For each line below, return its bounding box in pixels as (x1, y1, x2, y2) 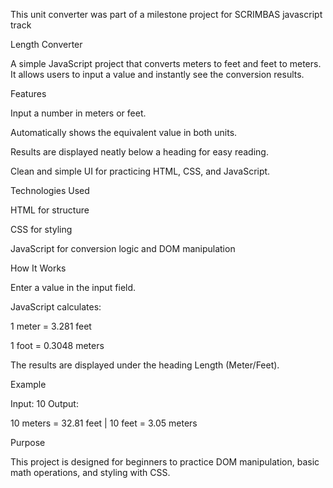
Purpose (10, 437, 46, 448)
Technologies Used (10, 185, 90, 196)
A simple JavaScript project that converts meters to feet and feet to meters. (10, 58, 322, 69)
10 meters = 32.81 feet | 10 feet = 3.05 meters (10, 417, 198, 429)
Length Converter (10, 39, 83, 50)
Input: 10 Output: (10, 398, 79, 409)
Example (10, 379, 47, 390)
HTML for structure (10, 204, 90, 216)
